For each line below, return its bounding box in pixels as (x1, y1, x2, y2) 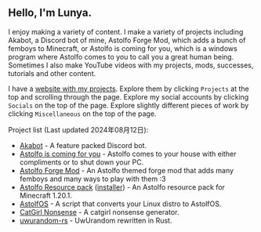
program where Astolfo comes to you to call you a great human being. (8, 52, 234, 61)
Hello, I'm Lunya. (8, 6, 92, 20)
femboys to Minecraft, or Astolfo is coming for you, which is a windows (8, 43, 237, 53)
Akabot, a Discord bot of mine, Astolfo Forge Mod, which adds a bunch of (8, 35, 246, 45)
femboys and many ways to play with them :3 (19, 174, 166, 183)
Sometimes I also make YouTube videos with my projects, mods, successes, (8, 60, 254, 70)
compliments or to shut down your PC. (19, 157, 144, 167)
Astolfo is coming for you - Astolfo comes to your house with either (19, 149, 237, 158)
